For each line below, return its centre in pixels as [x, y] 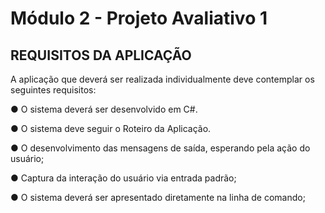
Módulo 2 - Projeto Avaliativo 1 [139, 18]
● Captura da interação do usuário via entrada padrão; [123, 178]
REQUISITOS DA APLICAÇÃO [101, 55]
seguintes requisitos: [53, 90]
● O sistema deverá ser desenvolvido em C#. [104, 109]
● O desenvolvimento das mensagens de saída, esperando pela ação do [160, 148]
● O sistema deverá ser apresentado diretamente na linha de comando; [158, 197]
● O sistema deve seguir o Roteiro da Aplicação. [111, 128]
